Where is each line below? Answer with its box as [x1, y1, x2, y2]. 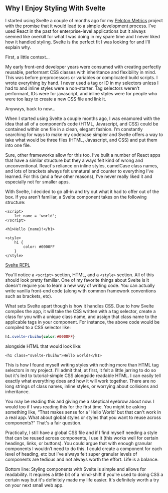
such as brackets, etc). [5, 293, 53, 299]
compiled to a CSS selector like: [5, 324, 71, 330]
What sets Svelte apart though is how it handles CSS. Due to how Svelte [5, 302, 154, 309]
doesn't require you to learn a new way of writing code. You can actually [5, 282, 155, 288]
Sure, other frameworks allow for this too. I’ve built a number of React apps [5, 152, 160, 158]
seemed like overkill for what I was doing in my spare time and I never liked [5, 33, 160, 39]
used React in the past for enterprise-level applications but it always [5, 28, 146, 34]
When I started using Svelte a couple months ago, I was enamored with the [5, 115, 160, 121]
